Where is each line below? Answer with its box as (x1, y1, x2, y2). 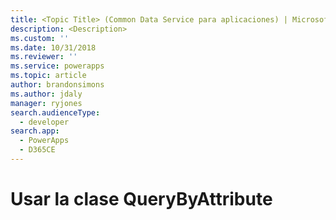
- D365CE (19, 145, 56, 155)
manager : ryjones (10, 98, 83, 108)
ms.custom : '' (10, 33, 70, 43)
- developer (19, 117, 70, 127)
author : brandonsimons (10, 80, 105, 90)
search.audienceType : (10, 107, 101, 118)
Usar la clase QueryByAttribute (10, 188, 273, 211)
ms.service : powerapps (10, 61, 105, 71)
